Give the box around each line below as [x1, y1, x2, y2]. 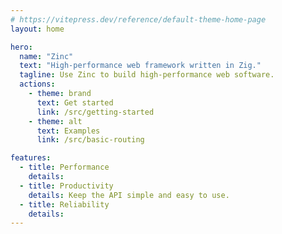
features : [10, 153, 52, 163]
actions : [19, 79, 56, 90]
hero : [10, 42, 33, 52]
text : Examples [36, 126, 101, 136]
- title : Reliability [19, 199, 110, 210]
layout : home [10, 24, 65, 34]
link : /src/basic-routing [36, 135, 145, 145]
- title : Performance [19, 162, 110, 173]
